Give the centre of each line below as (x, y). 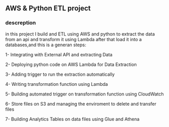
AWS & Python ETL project (48, 8)
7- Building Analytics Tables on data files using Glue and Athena (73, 119)
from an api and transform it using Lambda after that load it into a (74, 39)
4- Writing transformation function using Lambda (57, 84)
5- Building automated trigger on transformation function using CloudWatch (84, 94)
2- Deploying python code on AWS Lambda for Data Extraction (71, 64)
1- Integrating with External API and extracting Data (59, 54)
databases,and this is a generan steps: (46, 45)
